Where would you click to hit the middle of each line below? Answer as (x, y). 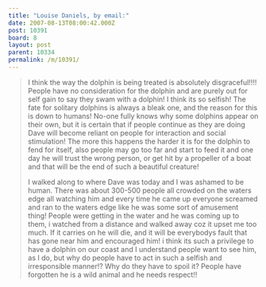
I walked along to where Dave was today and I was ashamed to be (136, 182)
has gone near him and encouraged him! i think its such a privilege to (141, 241)
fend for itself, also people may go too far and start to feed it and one (141, 149)
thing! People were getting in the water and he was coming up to (133, 216)
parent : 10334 (32, 52)
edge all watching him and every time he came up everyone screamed (143, 198)
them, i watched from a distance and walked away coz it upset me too (142, 224)
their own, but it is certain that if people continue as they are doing (137, 124)
